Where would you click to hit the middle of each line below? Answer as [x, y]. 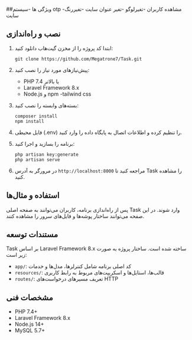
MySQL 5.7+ [30, 331]
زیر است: [17, 255]
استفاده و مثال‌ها [33, 196]
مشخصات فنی [30, 297]
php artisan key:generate [46, 154]
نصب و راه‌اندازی [33, 34]
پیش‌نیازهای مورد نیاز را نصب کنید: [52, 70]
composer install [36, 116]
